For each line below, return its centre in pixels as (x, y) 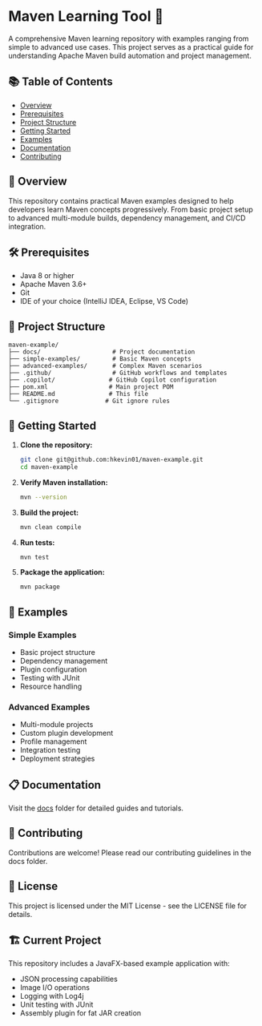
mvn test (34, 557)
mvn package (40, 587)
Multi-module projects (56, 725)
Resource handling (51, 686)
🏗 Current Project (55, 941)
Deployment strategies (57, 759)
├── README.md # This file (79, 394)
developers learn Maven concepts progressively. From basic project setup (131, 209)
